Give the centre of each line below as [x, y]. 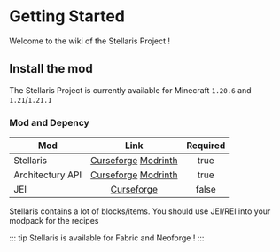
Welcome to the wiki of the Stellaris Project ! [90, 41]
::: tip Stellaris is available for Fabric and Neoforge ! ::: [107, 238]
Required [206, 146]
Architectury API [48, 175]
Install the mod [51, 69]
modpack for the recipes [54, 221]
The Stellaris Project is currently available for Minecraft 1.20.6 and [130, 90]
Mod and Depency [50, 122]
